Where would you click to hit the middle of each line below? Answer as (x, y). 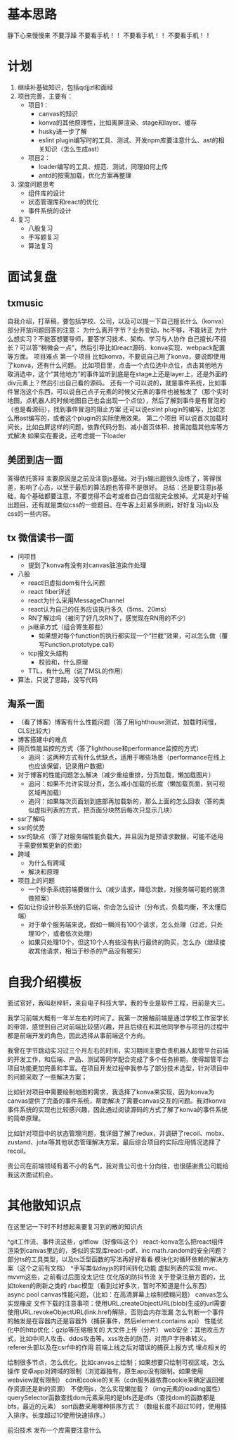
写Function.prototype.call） (78, 644)
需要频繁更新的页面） (54, 846)
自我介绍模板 (45, 982)
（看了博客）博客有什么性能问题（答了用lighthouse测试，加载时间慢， (119, 722)
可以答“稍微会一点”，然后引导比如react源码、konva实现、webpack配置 (122, 347)
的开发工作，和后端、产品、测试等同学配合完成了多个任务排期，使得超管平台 (118, 1059)
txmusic (25, 303)
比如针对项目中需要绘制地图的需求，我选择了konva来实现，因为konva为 (111, 1092)
